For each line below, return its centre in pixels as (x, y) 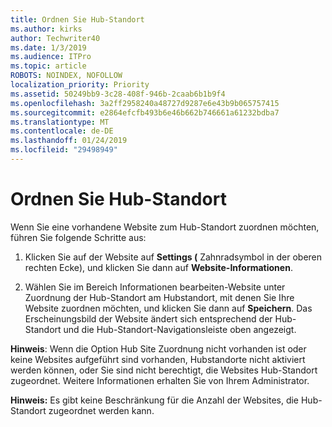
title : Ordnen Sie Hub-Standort (77, 19)
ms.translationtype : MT (60, 122)
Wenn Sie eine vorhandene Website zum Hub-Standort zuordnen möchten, (165, 227)
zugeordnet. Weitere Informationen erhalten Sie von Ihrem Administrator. (160, 380)
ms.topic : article (48, 66)
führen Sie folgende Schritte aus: (78, 237)
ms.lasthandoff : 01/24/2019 (69, 141)
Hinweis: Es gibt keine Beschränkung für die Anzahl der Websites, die (155, 400)
